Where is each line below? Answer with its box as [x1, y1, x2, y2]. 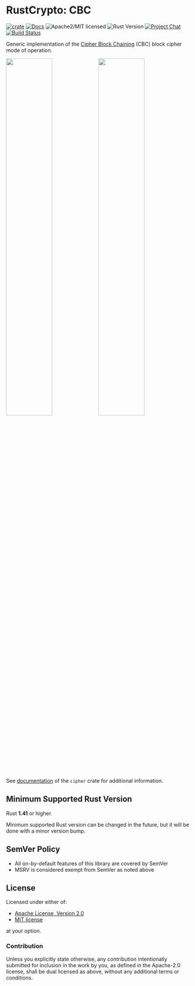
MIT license [14, 916, 43, 923]
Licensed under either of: [6, 899, 67, 906]
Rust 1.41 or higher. [6, 810, 53, 817]
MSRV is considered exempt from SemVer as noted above [14, 866, 155, 873]
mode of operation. [6, 46, 53, 53]
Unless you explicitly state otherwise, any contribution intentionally [6, 956, 167, 963]
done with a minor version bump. [6, 827, 86, 834]
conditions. [6, 974, 33, 981]
